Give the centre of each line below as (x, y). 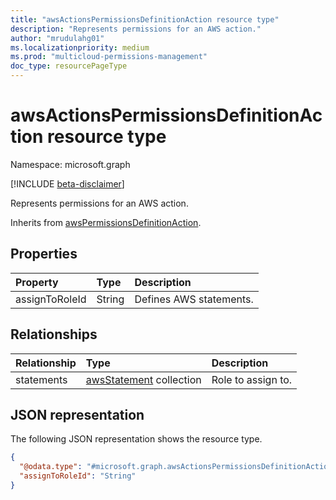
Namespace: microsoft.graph (70, 164)
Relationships (54, 334)
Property (37, 282)
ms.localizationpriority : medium (80, 47)
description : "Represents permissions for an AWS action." (136, 29)
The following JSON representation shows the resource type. (136, 439)
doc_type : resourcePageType (69, 66)
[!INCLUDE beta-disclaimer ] (67, 183)
